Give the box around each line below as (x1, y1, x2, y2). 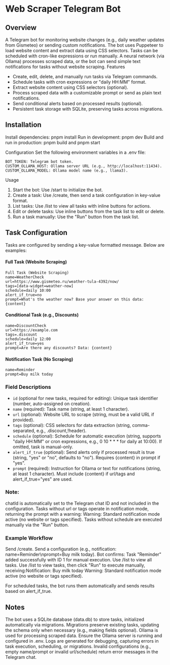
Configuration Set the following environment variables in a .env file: (5, 149, 146, 155)
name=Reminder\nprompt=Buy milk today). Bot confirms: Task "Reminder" (5, 551, 161, 557)
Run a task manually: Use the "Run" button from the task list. (12, 214, 140, 220)
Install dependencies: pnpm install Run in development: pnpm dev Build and (5, 134, 164, 140)
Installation (5, 120, 42, 129)
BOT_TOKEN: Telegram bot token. (5, 159, 74, 164)
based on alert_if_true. (5, 588, 52, 594)
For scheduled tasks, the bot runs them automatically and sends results (5, 583, 155, 589)
